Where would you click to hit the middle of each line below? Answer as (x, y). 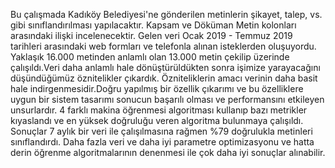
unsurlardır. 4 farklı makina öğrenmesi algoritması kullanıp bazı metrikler (159, 110)
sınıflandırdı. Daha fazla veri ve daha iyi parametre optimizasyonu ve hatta (162, 142)
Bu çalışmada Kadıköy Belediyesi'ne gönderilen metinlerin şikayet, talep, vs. (166, 14)
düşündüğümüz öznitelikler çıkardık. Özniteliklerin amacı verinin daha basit (164, 78)
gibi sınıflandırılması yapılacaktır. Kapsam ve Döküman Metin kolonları (153, 25)
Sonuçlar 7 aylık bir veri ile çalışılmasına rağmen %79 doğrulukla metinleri (161, 131)
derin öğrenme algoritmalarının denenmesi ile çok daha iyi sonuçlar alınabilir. (168, 152)
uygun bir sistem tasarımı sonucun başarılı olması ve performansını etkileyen (167, 99)
